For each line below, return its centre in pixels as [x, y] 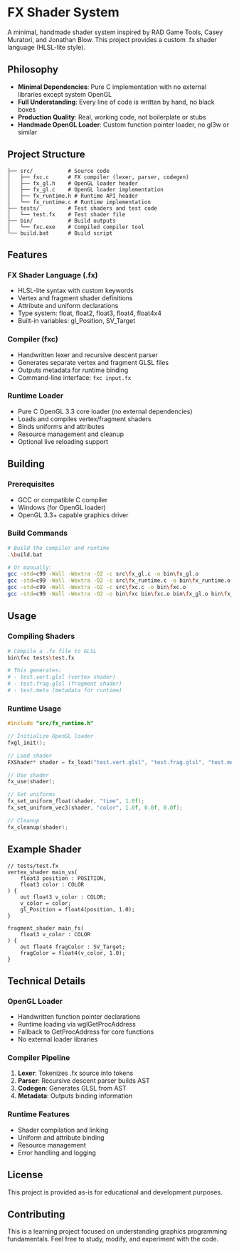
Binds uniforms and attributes [61, 426]
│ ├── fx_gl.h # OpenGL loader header [73, 183]
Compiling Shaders [41, 636]
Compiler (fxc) [33, 339]
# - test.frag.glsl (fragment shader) [65, 684]
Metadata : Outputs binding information [75, 1096]
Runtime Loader [36, 396]
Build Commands [38, 533]
